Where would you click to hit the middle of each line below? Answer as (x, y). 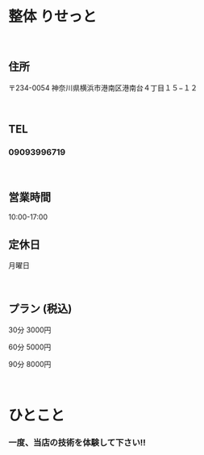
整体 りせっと (52, 17)
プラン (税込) (40, 309)
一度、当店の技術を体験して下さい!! (77, 442)
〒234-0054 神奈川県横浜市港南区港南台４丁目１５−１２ (103, 88)
